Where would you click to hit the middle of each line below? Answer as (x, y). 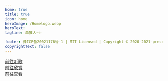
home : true (16, 10)
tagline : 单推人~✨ (24, 33)
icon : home (16, 19)
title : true (17, 14)
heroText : (15, 28)
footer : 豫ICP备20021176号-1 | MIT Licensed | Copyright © (67, 42)
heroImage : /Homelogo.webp (33, 24)
